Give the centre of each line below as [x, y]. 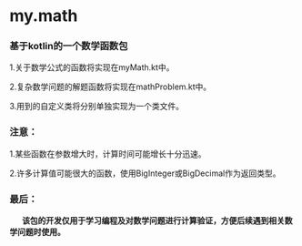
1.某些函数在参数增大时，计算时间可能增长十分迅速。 [108, 154]
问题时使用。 [41, 232]
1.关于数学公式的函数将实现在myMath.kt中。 [92, 67]
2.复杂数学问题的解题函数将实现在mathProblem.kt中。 [111, 87]
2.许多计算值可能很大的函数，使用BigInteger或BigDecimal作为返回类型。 [145, 173]
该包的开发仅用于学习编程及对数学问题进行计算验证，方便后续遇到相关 [153, 220]
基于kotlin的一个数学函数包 [69, 46]
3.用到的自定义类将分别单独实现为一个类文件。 [97, 107]
